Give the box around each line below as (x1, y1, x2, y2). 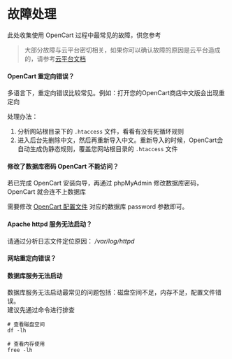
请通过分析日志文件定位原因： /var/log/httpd (7, 237, 135, 245)
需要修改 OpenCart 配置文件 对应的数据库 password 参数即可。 (7, 202, 189, 211)
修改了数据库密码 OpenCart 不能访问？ (7, 162, 119, 170)
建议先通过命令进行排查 (7, 306, 75, 314)
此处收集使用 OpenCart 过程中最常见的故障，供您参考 (7, 31, 161, 39)
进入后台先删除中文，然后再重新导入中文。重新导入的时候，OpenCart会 (17, 136, 224, 144)
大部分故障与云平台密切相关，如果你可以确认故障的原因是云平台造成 (24, 45, 221, 54)
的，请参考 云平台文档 (24, 54, 86, 63)
